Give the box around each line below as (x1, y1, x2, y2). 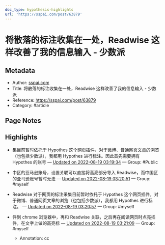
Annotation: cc (19, 235, 50, 241)
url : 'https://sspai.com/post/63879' (5, 12, 82, 17)
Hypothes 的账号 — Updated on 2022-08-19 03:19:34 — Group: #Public (12, 159, 158, 165)
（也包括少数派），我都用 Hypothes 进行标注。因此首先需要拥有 (12, 153, 140, 159)
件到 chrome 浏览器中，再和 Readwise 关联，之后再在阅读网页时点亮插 (12, 214, 156, 220)
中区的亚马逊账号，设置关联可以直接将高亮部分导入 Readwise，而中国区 (12, 169, 158, 175)
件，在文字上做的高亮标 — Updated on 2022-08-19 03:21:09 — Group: (12, 220, 155, 226)
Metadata (5, 67, 35, 75)
